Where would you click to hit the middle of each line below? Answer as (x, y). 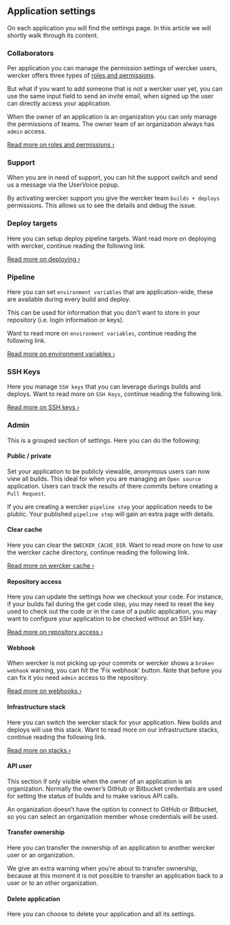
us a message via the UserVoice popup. (64, 185)
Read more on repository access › (55, 632)
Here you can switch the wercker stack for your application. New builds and (114, 722)
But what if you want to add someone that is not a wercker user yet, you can (115, 89)
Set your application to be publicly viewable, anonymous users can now (109, 471)
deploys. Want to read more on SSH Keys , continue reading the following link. (115, 394)
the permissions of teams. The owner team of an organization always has (111, 124)
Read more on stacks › (39, 750)
